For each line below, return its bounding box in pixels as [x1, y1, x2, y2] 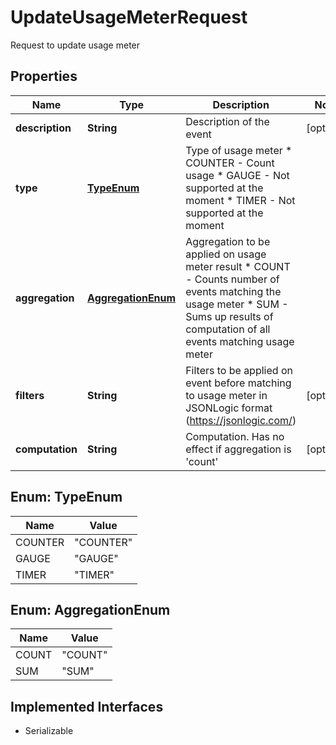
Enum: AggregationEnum [10, 601, 171, 618]
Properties [10, 68, 78, 85]
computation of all [185, 322, 271, 336]
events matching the [185, 284, 282, 298]
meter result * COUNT [185, 259, 291, 273]
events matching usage [185, 334, 295, 348]
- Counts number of [185, 272, 280, 286]
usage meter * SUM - [185, 297, 289, 311]
